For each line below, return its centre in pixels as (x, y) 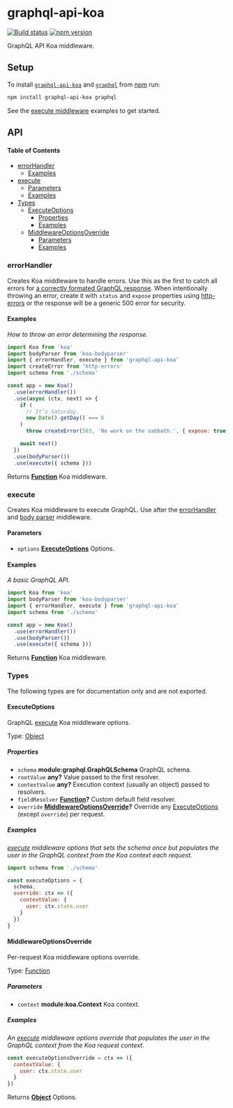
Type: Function (29, 971)
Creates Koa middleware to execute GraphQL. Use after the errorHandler (112, 509)
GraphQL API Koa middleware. (51, 45)
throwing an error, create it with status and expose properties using (104, 295)
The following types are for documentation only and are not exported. (107, 691)
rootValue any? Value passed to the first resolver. (89, 777)
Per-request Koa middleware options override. (74, 957)
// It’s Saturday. (52, 412)
